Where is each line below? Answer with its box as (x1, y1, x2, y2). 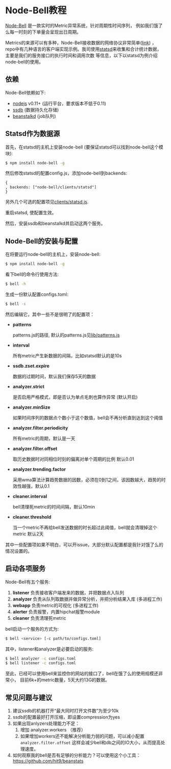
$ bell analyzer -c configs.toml (5, 656, 76, 661)
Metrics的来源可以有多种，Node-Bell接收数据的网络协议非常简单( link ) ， (5, 39, 157, 46)
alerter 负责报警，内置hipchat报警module (12, 609, 100, 615)
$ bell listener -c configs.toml (5, 661, 76, 666)
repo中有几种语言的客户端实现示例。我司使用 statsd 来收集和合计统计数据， (5, 46, 162, 52)
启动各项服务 (5, 564, 46, 573)
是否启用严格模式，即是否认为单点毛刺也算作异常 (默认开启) (12, 394, 138, 400)
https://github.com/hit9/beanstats (12, 758, 84, 764)
